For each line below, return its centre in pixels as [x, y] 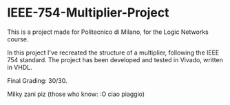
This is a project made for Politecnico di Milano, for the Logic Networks [108, 32]
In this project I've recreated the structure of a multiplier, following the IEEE [113, 52]
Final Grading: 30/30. [37, 80]
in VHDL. [20, 67]
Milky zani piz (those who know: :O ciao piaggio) [76, 94]
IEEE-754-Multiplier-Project [88, 13]
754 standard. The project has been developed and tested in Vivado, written [115, 59]
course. [18, 39]
